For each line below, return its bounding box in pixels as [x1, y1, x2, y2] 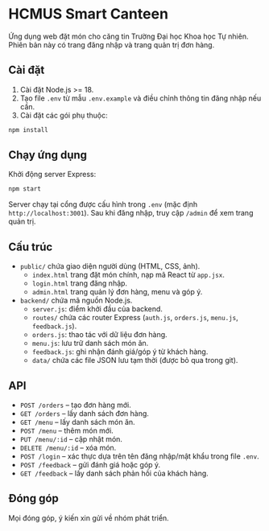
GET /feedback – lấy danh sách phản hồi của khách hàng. [19, 468, 209, 478]
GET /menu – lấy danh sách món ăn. [19, 417, 135, 426]
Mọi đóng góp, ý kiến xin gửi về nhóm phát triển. [8, 512, 169, 523]
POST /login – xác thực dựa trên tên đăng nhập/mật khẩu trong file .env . [19, 451, 259, 461]
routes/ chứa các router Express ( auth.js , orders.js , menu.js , [31, 313, 239, 323]
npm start [8, 185, 42, 193]
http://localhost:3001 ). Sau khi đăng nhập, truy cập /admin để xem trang [8, 208, 254, 218]
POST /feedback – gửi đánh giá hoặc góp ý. [19, 459, 161, 469]
